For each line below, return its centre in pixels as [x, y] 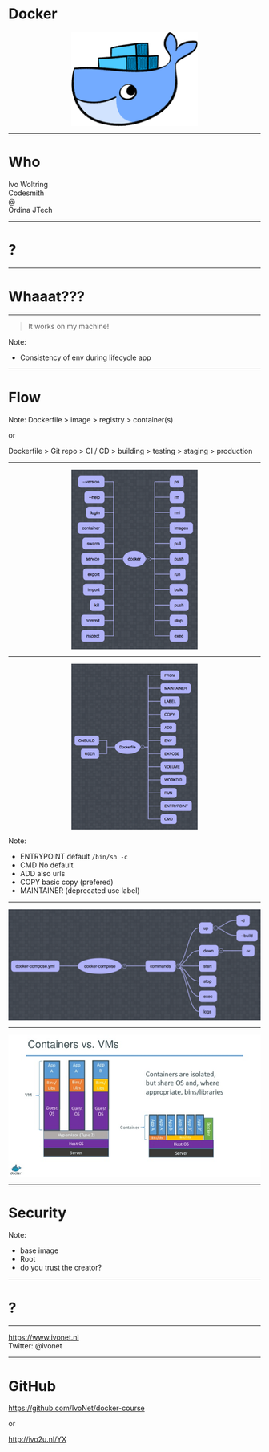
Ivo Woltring [28, 184]
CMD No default [46, 865]
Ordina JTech [31, 210]
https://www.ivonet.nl [44, 1337]
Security [37, 1213]
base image [39, 1250]
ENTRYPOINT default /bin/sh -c [74, 857]
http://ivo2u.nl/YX [38, 1439]
